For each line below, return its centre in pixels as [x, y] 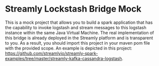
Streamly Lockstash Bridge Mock [73, 9]
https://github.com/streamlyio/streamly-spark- [52, 53]
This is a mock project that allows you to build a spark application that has [79, 22]
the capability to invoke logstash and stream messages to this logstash [76, 27]
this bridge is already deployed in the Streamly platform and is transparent [79, 38]
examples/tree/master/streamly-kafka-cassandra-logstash [64, 58]
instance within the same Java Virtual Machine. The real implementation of [79, 33]
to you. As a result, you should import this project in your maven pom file [78, 43]
